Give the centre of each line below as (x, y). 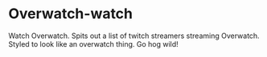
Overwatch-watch (71, 14)
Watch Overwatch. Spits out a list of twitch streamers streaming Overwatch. (134, 36)
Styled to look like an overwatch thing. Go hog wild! (93, 44)
